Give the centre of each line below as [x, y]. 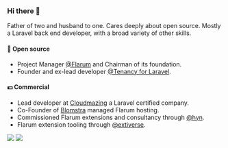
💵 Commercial [28, 87]
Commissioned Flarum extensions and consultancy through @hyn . [111, 117]
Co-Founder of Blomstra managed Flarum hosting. [88, 110]
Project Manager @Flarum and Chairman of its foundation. [99, 64]
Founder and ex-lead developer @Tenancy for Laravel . [94, 71]
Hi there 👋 [24, 11]
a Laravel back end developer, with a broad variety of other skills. [99, 33]
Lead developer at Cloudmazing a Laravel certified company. [103, 103]
